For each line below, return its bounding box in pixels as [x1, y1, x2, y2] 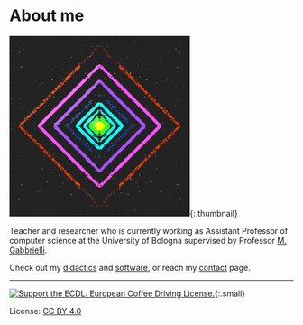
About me [9, 5, 85, 26]
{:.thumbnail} [189, 208, 238, 218]
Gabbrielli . [9, 245, 48, 255]
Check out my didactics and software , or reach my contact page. [9, 262, 251, 273]
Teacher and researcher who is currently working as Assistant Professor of [9, 225, 289, 236]
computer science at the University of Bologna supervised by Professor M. [9, 235, 287, 246]
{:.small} [215, 288, 246, 299]
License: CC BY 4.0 [9, 305, 82, 316]
